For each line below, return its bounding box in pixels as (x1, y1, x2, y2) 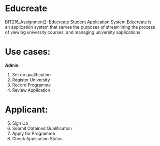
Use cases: (5, 47, 51, 57)
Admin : (5, 62, 20, 68)
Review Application (12, 87, 51, 93)
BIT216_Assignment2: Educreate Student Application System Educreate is (5, 19, 152, 25)
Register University (12, 77, 50, 82)
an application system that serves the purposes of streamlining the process (5, 24, 156, 30)
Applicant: (5, 104, 48, 115)
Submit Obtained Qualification (12, 125, 72, 131)
